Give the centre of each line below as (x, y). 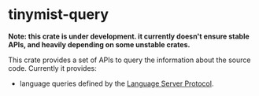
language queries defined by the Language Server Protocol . (117, 83)
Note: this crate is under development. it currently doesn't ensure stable (129, 36)
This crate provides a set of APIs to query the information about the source (129, 60)
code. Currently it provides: (52, 68)
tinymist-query (58, 15)
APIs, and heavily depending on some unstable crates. (99, 44)
